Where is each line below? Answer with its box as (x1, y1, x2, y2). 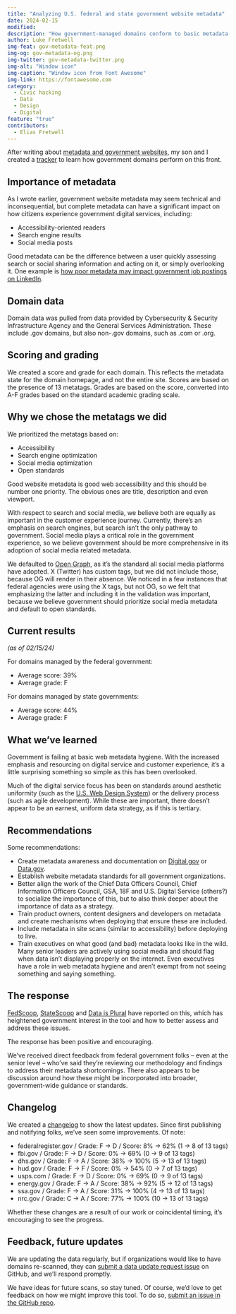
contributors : (7, 122, 49, 129)
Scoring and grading (7, 349, 99, 361)
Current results (7, 625, 76, 637)
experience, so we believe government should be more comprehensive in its (7, 538, 229, 547)
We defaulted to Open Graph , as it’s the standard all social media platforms (7, 560, 225, 568)
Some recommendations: (7, 844, 80, 852)
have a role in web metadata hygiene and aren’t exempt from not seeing (17, 962, 227, 971)
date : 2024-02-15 (7, 17, 58, 24)
